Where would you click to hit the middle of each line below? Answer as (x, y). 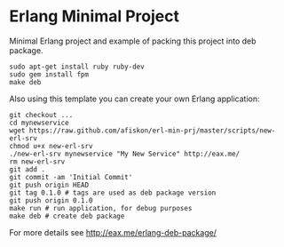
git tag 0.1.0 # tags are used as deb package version (113, 193)
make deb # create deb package (67, 216)
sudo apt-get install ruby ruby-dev (77, 67)
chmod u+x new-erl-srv (51, 146)
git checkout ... (41, 115)
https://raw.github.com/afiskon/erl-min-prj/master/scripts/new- (152, 131)
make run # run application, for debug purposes (101, 208)
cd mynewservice (39, 123)
